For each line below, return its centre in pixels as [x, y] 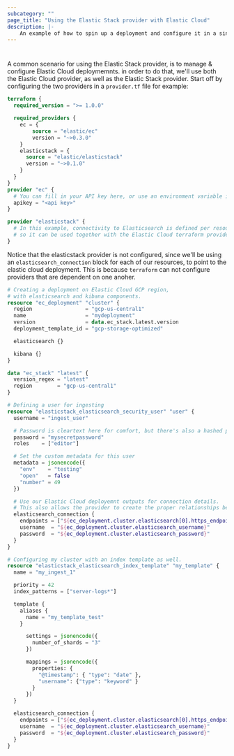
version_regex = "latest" [51, 379]
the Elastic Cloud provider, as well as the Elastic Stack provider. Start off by [115, 79]
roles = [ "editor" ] [46, 444]
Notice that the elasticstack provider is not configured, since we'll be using [114, 254]
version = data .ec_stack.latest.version [96, 322]
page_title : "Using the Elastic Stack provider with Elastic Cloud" [109, 20]
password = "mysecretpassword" [59, 437]
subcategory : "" [31, 14]
